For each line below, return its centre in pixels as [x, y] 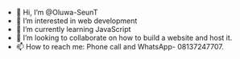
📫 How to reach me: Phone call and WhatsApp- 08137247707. [120, 47]
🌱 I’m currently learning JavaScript [73, 29]
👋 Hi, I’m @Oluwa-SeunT [57, 12]
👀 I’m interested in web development [77, 21]
